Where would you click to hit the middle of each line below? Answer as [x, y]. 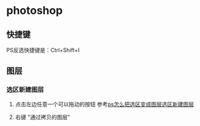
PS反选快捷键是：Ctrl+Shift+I [43, 50]
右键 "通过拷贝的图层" [42, 117]
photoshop [34, 11]
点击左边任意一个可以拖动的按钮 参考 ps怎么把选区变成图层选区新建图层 [104, 104]
